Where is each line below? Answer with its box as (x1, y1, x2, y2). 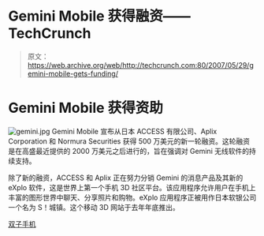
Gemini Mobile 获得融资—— (8, 7, 191, 25)
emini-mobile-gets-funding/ (27, 69, 118, 78)
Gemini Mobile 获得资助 (8, 99, 163, 117)
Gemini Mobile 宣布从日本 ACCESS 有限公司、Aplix (51, 126, 218, 136)
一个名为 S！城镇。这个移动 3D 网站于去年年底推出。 (8, 202, 180, 212)
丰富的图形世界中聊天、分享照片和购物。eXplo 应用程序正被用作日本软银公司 (8, 193, 257, 202)
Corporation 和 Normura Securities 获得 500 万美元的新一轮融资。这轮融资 (8, 136, 251, 146)
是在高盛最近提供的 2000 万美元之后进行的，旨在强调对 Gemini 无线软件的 (8, 146, 250, 155)
